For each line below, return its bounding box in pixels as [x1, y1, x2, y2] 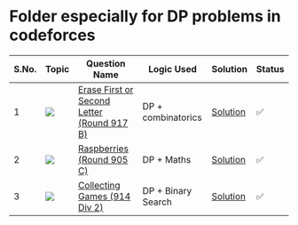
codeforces [9, 25, 96, 45]
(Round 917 [78, 117, 129, 129]
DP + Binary [142, 184, 192, 197]
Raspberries [78, 142, 129, 155]
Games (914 [78, 189, 131, 202]
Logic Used [147, 62, 198, 75]
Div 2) [78, 201, 104, 213]
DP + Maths [142, 153, 192, 165]
